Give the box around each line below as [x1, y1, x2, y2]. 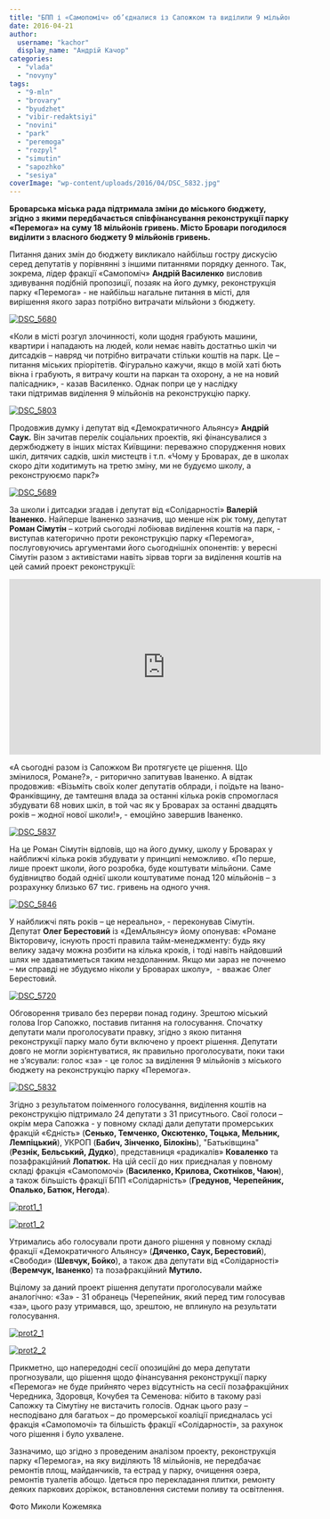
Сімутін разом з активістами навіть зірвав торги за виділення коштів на [9, 552, 282, 563]
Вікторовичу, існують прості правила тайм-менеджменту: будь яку [9, 936, 266, 946]
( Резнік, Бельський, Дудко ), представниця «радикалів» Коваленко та [9, 1147, 278, 1158]
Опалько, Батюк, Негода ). [9, 1185, 110, 1195]
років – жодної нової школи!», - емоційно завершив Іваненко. [9, 809, 243, 821]
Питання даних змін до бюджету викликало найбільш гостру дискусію [9, 249, 278, 260]
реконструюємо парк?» [9, 470, 101, 481]
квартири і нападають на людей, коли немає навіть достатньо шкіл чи [9, 341, 278, 351]
